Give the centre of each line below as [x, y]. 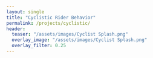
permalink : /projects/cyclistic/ [48, 23]
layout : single [25, 12]
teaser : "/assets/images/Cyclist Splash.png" [70, 34]
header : [16, 29]
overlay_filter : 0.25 [39, 46]
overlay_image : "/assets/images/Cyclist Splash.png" [80, 40]
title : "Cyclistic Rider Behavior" [51, 18]
